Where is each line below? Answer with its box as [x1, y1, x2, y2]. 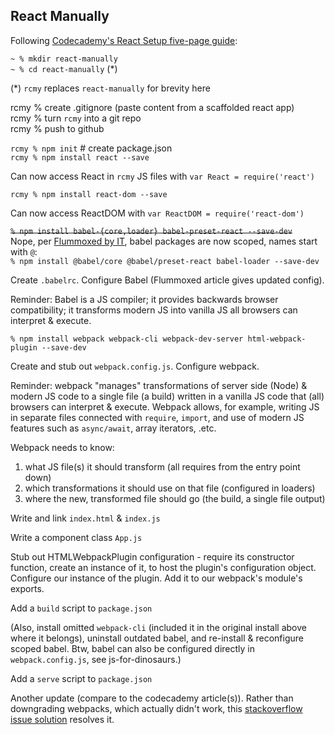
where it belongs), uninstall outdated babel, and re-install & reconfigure [10, 632, 304, 644]
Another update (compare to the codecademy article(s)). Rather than [10, 692, 294, 704]
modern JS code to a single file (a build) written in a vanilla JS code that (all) [10, 390, 325, 402]
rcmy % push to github [10, 122, 105, 134]
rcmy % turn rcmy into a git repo [10, 112, 142, 124]
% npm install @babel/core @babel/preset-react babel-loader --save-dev [10, 256, 320, 266]
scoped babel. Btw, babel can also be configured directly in [10, 642, 255, 654]
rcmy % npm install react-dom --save [10, 189, 168, 199]
